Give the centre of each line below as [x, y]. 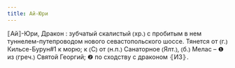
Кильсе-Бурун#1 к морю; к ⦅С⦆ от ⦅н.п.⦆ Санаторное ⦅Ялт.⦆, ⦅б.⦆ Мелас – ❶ [115, 49]
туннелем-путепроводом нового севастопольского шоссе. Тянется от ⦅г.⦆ [117, 41]
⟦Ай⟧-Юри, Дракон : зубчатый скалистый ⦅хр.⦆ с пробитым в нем [105, 33]
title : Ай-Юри [28, 14]
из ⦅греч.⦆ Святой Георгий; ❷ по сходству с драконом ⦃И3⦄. [98, 57]
